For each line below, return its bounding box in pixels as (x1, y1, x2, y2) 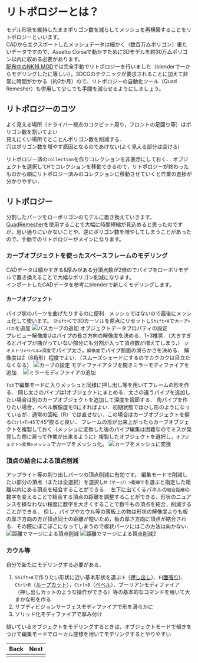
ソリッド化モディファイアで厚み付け (14, 610, 103, 618)
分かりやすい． (6, 178, 42, 185)
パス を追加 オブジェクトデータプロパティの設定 (6, 325, 168, 332)
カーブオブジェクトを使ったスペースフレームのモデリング (6, 252, 168, 260)
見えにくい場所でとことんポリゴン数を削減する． (6, 135, 125, 142)
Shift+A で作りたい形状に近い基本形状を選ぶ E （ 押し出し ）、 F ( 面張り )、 (14, 573, 186, 580)
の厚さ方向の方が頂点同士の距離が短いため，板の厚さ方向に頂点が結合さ (6, 515, 181, 522)
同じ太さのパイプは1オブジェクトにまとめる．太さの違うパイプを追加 (17, 389, 186, 396)
